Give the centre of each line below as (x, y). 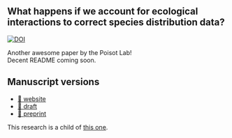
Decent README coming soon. (52, 60)
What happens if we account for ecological (103, 11)
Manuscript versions (53, 82)
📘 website (32, 99)
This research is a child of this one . (58, 127)
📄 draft (27, 106)
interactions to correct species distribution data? (116, 23)
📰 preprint (32, 114)
